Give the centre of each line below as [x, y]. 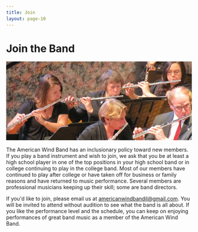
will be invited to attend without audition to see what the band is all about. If [98, 205]
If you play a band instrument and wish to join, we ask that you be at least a [98, 156]
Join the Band [41, 49]
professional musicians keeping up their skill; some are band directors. [92, 187]
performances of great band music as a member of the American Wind [92, 217]
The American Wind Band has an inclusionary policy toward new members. [97, 150]
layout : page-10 [26, 19]
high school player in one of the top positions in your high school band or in [98, 162]
